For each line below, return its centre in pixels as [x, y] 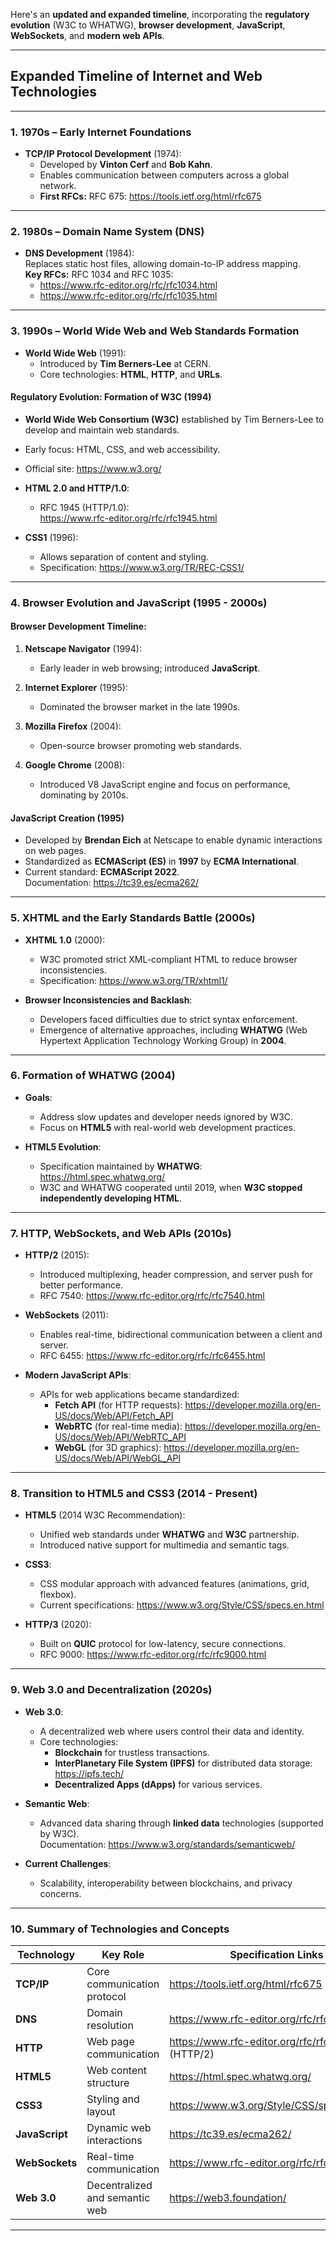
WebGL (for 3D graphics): [108, 1448]
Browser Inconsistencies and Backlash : [108, 1000]
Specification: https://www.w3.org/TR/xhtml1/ [133, 980]
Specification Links [276, 1955]
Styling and [113, 2099]
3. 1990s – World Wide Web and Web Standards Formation [155, 331]
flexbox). [58, 1595]
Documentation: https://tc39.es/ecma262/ [112, 883]
